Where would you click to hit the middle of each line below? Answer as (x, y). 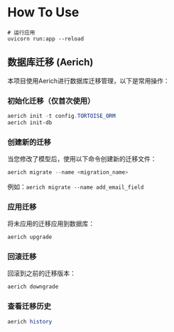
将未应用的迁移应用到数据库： (51, 223)
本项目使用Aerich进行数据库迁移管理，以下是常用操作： (88, 81)
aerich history (30, 321)
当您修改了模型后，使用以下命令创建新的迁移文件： (82, 159)
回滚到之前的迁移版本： (42, 273)
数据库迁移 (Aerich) (50, 62)
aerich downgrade (33, 287)
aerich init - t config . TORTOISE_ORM (61, 116)
